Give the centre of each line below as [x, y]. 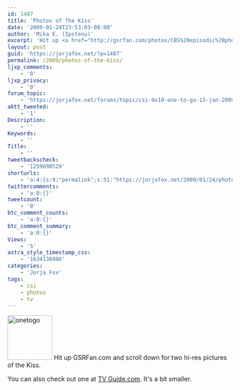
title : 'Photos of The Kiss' [51, 21]
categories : [25, 266]
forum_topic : [27, 93]
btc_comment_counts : [38, 213]
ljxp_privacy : [29, 80]
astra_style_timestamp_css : [49, 253]
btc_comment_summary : [40, 226]
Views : [17, 240]
